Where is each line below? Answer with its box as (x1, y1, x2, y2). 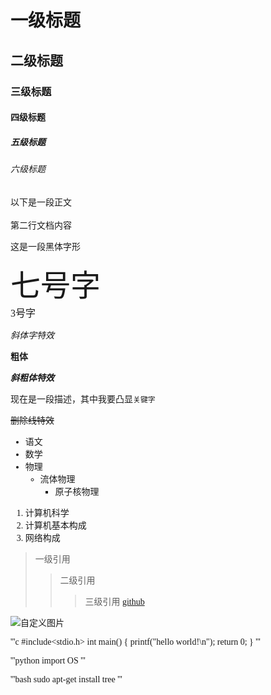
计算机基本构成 (24, 520, 87, 531)
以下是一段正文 (10, 196, 72, 208)
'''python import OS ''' (10, 655, 86, 666)
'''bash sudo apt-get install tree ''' (10, 674, 123, 685)
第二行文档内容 (10, 219, 72, 231)
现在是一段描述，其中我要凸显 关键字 (10, 394, 156, 405)
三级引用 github (84, 596, 145, 607)
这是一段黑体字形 (10, 241, 81, 252)
